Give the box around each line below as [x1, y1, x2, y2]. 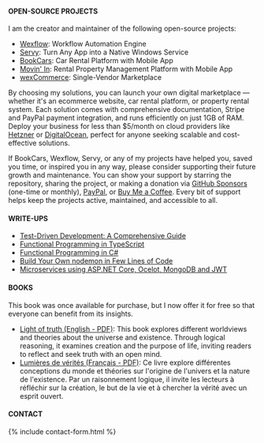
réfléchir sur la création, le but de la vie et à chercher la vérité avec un [19, 383, 247, 392]
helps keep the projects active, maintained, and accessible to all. [8, 196, 218, 205]
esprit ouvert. [19, 391, 64, 400]
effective [8, 138, 37, 148]
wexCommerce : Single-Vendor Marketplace [19, 73, 162, 82]
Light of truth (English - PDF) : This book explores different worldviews [19, 324, 247, 333]
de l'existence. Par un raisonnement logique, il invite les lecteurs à [19, 374, 235, 384]
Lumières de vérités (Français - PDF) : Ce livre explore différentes [19, 358, 231, 367]
